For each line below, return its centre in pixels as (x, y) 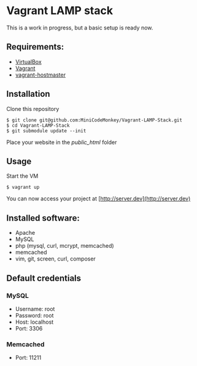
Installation (28, 94)
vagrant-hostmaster (41, 75)
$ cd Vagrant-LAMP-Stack (38, 125)
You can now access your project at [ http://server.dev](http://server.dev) (98, 199)
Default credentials (44, 278)
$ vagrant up (23, 188)
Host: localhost (34, 322)
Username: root (35, 309)
